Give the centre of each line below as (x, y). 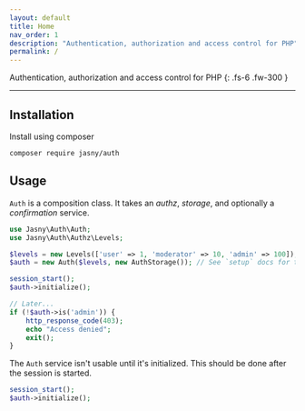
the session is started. (51, 373)
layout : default (40, 18)
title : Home (32, 26)
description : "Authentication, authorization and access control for (144, 43)
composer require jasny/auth (64, 153)
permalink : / (34, 52)
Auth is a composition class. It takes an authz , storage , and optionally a (142, 203)
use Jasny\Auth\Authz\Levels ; (67, 237)
